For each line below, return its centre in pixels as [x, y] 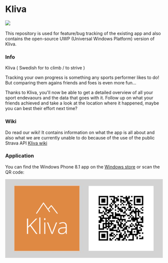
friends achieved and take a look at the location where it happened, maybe [82, 103]
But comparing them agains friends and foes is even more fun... [71, 83]
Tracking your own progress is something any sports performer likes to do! [82, 77]
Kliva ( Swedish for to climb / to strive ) [45, 68]
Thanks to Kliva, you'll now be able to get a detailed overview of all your [79, 92]
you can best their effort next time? [41, 108]
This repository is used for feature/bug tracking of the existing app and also [83, 33]
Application [19, 156]
